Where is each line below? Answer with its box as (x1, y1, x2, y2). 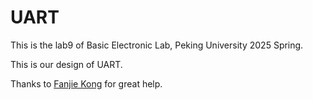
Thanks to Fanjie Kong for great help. (10, 77, 163, 90)
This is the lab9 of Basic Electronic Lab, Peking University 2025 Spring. (10, 39, 304, 51)
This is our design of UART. (10, 58, 123, 70)
